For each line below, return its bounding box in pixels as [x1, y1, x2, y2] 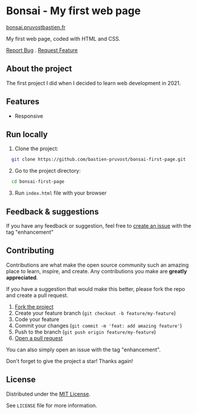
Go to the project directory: [14, 167, 81, 174]
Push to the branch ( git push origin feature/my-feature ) [14, 328, 156, 335]
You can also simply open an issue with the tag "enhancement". [6, 346, 161, 353]
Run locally [6, 129, 48, 140]
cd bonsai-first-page [11, 179, 65, 185]
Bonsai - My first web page [6, 4, 141, 18]
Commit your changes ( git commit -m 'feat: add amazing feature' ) [14, 322, 182, 329]
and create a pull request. [6, 292, 68, 299]
